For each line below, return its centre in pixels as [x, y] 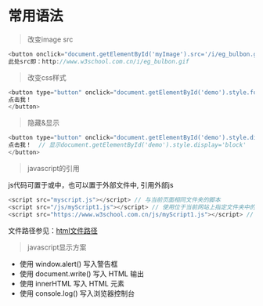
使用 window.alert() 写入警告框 [68, 264]
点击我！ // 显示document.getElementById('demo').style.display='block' [127, 145]
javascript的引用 [53, 168]
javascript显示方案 [57, 247]
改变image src [50, 39]
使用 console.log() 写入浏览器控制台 [77, 293]
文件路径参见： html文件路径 [53, 230]
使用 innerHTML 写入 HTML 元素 [72, 283]
